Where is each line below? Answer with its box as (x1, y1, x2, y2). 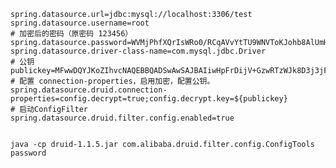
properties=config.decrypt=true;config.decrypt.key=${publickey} (10, 94, 288, 104)
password (10, 148, 47, 158)
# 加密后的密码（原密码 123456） (10, 29, 133, 39)
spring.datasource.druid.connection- (10, 85, 168, 95)
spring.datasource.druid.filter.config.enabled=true (10, 113, 235, 123)
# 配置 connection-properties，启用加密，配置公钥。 (10, 76, 215, 86)
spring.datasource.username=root (10, 18, 150, 28)
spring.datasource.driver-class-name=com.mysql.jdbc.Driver (10, 46, 267, 56)
